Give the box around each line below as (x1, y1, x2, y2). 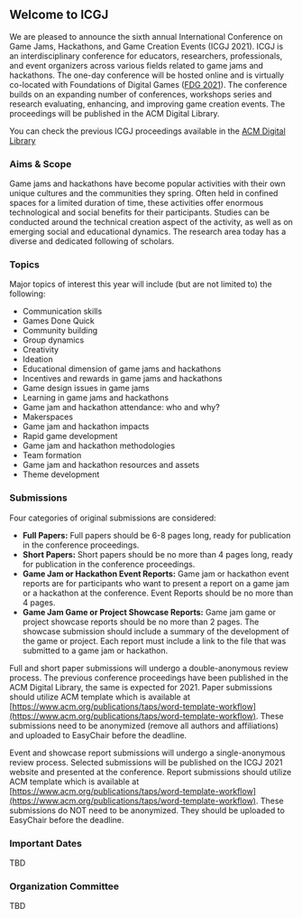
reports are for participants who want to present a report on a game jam (22, 577, 290, 588)
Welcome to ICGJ (9, 7, 109, 23)
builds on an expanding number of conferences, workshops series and (9, 89, 272, 99)
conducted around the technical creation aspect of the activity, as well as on (9, 217, 293, 228)
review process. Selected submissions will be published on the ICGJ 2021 (9, 756, 283, 767)
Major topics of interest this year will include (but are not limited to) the (9, 279, 272, 290)
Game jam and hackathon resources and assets (22, 460, 200, 471)
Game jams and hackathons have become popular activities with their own (9, 178, 286, 189)
